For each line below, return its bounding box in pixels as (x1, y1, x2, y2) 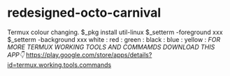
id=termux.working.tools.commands (7, 61, 112, 69)
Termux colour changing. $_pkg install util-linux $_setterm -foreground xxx (7, 28, 223, 36)
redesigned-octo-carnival (7, 5, 161, 21)
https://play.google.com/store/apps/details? (25, 50, 152, 59)
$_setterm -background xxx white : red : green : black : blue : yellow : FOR (7, 35, 221, 43)
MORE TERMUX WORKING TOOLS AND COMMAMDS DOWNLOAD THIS (7, 43, 215, 51)
